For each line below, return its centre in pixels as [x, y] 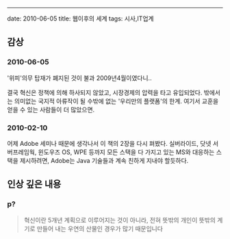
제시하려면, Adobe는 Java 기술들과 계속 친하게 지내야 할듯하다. [104, 160]
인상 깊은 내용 [34, 185]
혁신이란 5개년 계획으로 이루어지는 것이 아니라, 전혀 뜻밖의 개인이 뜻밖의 [119, 220]
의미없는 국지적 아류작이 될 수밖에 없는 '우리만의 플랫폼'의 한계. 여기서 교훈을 [116, 101]
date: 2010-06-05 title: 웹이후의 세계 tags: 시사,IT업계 [80, 18]
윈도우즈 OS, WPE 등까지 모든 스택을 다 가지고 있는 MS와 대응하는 [126, 152]
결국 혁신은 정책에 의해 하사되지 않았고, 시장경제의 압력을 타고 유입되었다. [105, 92]
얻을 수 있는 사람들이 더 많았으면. [51, 110]
